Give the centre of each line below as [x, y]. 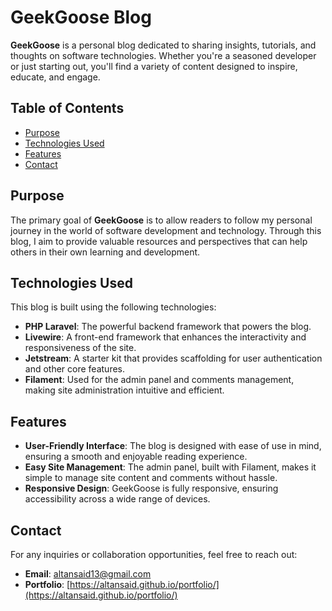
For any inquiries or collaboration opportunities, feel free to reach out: [154, 554]
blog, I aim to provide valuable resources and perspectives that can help [159, 241]
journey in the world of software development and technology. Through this [166, 230]
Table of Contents [67, 108]
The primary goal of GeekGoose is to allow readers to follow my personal [161, 220]
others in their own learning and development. [105, 252]
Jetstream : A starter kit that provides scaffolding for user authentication [173, 358]
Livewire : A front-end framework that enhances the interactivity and [165, 337]
